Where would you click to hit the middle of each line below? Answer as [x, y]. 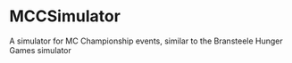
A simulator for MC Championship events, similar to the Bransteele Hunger [146, 41]
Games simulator [40, 50]
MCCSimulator [65, 16]
